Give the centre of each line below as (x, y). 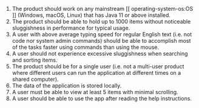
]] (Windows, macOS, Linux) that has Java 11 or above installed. (91, 15)
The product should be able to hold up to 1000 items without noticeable (101, 21)
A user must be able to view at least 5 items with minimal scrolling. (95, 92)
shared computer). (35, 79)
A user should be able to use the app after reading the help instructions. (102, 98)
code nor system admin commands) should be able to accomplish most (101, 41)
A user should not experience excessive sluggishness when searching (100, 53)
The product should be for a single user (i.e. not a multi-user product (98, 66)
